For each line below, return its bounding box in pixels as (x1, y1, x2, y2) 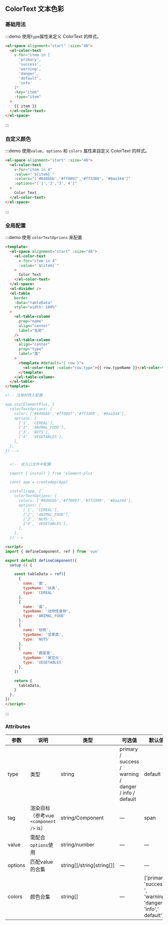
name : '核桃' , (23, 627, 51, 632)
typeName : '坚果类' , (23, 632, 64, 637)
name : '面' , (23, 581, 47, 586)
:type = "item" (14, 94, 41, 99)
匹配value (30, 858, 53, 865)
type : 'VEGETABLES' (23, 660, 64, 665)
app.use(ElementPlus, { (5, 402, 55, 407)
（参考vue (30, 812, 54, 819)
